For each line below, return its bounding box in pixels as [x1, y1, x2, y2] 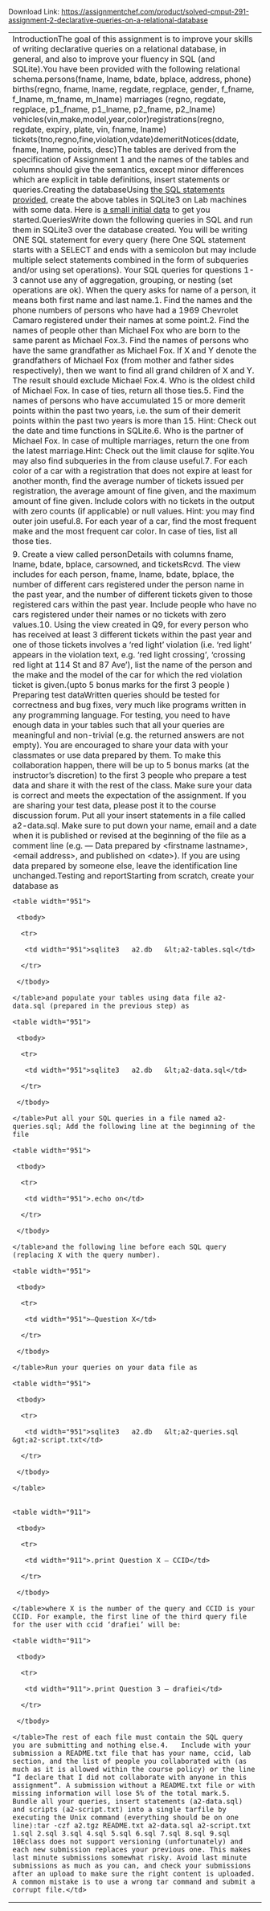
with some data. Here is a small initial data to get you [12, 204, 211, 215]
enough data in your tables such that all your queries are [12, 719, 225, 730]
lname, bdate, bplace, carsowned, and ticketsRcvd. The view [12, 559, 241, 570]
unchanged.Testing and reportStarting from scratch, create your [12, 870, 255, 881]
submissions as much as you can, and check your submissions [12, 1861, 252, 1870]
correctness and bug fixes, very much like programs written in [12, 699, 247, 710]
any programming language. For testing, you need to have [12, 710, 231, 720]
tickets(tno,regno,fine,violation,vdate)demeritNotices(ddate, [12, 134, 239, 145]
